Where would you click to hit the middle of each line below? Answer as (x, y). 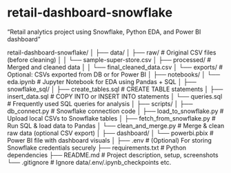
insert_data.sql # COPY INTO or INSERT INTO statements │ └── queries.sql (115, 96)
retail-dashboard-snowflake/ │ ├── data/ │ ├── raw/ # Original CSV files (112, 52)
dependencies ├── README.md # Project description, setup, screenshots (113, 155)
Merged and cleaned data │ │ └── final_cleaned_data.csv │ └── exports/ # (115, 67)
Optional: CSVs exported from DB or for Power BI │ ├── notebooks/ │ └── (114, 74)
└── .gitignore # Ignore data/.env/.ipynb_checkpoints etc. (89, 162)
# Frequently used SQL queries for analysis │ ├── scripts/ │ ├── (100, 103)
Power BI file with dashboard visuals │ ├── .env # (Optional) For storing (110, 140)
